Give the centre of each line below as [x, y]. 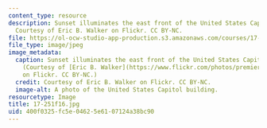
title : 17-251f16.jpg [44, 104]
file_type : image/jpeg [46, 45]
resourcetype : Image [43, 97]
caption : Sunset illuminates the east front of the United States [128, 60]
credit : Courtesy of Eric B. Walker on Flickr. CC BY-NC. [114, 82]
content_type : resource [48, 16]
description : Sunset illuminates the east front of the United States [128, 23]
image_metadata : [35, 52]
